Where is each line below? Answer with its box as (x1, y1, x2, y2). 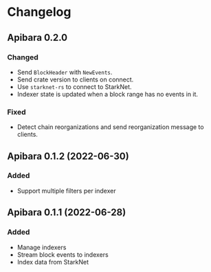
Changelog (7, 4, 71, 20)
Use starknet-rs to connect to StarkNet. (16, 82, 132, 90)
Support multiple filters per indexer (16, 186, 116, 195)
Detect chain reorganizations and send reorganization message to (16, 123, 204, 131)
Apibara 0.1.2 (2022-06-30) (7, 150, 129, 162)
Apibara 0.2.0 (7, 32, 68, 43)
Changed (7, 52, 39, 62)
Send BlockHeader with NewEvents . (16, 68, 113, 76)
